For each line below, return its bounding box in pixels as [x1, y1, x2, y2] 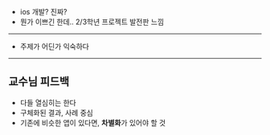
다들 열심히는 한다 [19, 97, 76, 107]
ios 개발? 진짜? [19, 7, 67, 16]
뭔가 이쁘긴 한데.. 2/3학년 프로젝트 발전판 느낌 [19, 17, 165, 27]
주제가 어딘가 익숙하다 [19, 42, 90, 51]
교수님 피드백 [8, 75, 70, 88]
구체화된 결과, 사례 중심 [19, 108, 94, 117]
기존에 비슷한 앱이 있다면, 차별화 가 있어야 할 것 [19, 117, 166, 127]
